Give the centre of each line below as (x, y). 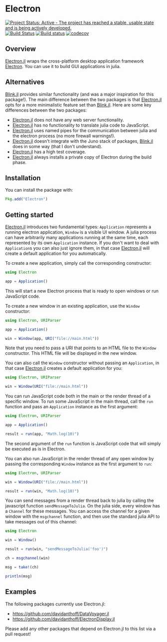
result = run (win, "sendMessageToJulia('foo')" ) (57, 549)
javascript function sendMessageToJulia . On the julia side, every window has (83, 506)
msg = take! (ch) (22, 567)
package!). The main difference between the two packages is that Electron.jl (83, 99)
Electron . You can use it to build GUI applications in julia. (63, 66)
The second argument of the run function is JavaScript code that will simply (83, 443)
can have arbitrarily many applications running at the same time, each (77, 238)
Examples (21, 592)
